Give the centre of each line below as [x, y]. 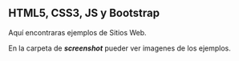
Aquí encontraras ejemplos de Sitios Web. [77, 32]
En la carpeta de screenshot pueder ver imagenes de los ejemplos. [119, 48]
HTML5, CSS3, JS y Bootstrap [84, 13]
